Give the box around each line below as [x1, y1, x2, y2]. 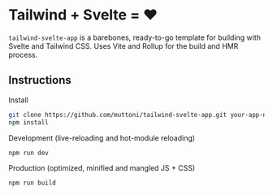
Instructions [8, 73, 71, 87]
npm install [8, 118, 49, 127]
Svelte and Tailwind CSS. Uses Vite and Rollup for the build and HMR [8, 41, 239, 50]
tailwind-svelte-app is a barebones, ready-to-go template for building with [8, 32, 262, 42]
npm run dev [8, 149, 49, 157]
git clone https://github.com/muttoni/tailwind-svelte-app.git [8, 110, 227, 119]
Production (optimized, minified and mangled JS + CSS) [8, 163, 196, 173]
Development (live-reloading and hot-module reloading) [8, 132, 196, 143]
